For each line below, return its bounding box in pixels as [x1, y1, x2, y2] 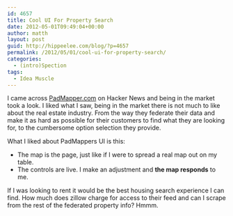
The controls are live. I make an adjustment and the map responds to [17, 165, 216, 174]
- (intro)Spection [13, 62, 67, 69]
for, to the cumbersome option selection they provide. [7, 123, 161, 132]
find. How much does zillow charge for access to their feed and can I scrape [7, 194, 226, 202]
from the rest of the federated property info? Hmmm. [7, 201, 159, 210]
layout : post [7, 36, 45, 43]
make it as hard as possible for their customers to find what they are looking [7, 116, 225, 125]
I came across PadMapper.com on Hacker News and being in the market [7, 94, 215, 102]
